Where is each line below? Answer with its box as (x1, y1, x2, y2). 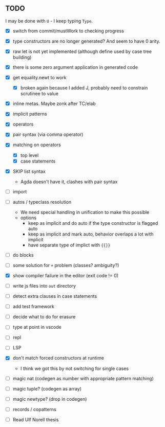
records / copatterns (12, 406, 56, 412)
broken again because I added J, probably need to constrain (20, 85, 148, 91)
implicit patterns (12, 111, 47, 117)
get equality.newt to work (12, 75, 67, 81)
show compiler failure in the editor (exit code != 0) (12, 272, 119, 278)
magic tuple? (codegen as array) (12, 385, 82, 392)
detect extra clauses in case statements (12, 293, 97, 299)
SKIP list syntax (12, 168, 46, 174)
